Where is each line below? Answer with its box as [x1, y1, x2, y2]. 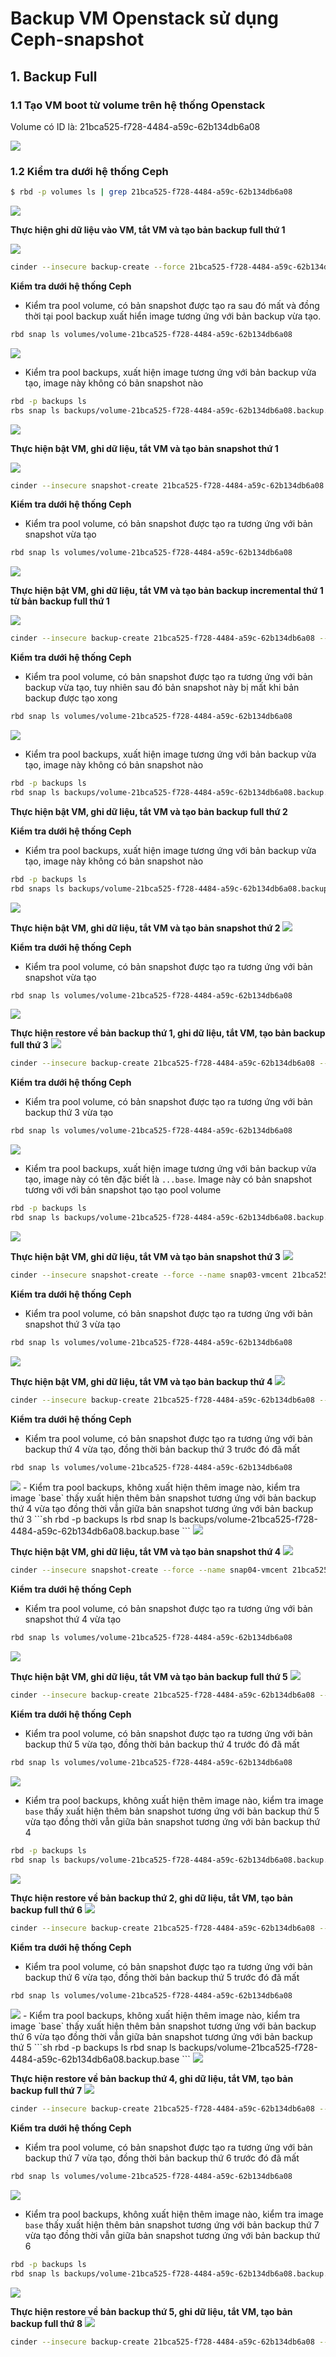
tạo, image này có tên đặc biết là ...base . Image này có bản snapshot [24, 1173, 313, 1186]
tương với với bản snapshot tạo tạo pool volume [24, 1184, 222, 1196]
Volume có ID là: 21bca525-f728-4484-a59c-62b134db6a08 [10, 120, 261, 132]
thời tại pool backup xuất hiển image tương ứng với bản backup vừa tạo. [24, 310, 322, 322]
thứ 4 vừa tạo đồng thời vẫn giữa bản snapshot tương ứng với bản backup [10, 1503, 314, 1515]
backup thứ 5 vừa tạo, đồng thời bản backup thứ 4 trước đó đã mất [24, 1738, 300, 1751]
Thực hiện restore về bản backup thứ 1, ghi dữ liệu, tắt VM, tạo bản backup [10, 1027, 326, 1039]
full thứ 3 [10, 1039, 49, 1051]
